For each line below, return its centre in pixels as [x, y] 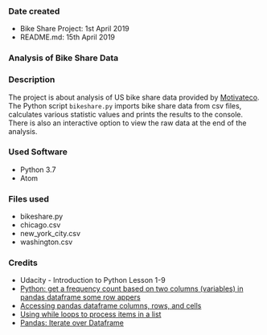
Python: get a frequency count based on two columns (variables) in [131, 289]
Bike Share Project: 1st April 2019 [75, 29]
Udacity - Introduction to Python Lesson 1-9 [93, 280]
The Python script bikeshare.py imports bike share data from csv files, [125, 105]
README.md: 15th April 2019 [67, 37]
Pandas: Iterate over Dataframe [72, 323]
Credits [23, 263]
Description [32, 80]
